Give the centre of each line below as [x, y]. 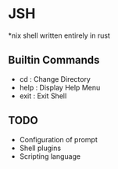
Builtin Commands [54, 60]
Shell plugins [40, 148]
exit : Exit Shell [43, 96]
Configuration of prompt [58, 139]
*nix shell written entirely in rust [59, 35]
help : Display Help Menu [60, 87]
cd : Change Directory [55, 79]
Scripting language [50, 156]
